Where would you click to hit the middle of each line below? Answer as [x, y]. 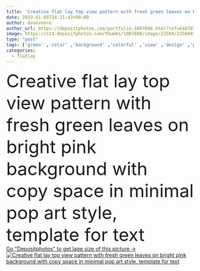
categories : [21, 51]
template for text [75, 234]
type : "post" [22, 39]
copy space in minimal [100, 191]
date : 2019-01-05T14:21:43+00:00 [48, 17]
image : [14, 34]
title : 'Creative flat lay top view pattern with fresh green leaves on [98, 12]
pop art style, [62, 212]
